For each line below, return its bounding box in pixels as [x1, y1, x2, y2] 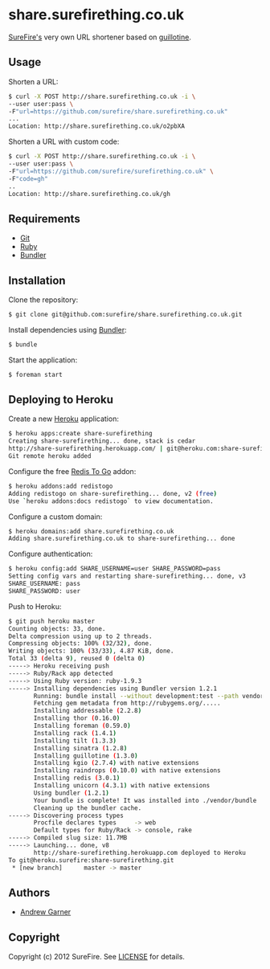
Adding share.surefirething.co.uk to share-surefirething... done [8, 534, 235, 543]
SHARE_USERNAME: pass [8, 580, 81, 588]
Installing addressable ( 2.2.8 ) [33, 707, 142, 715]
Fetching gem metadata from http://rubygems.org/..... [33, 699, 221, 708]
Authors [8, 885, 51, 899]
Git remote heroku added [8, 452, 92, 460]
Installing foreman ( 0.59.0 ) [33, 722, 131, 730]
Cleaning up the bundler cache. [33, 803, 142, 812]
